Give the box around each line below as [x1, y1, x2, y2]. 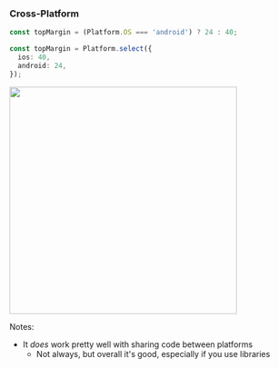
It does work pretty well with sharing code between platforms [22, 339, 253, 350]
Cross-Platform [9, 7, 80, 20]
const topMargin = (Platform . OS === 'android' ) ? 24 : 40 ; [9, 28, 238, 37]
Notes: [9, 321, 35, 332]
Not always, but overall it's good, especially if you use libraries [35, 348, 271, 359]
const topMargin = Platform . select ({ [9, 45, 153, 54]
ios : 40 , [17, 53, 51, 62]
